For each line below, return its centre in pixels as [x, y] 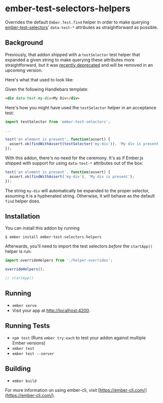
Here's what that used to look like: [39, 79]
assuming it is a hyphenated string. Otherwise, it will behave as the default [80, 196]
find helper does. [23, 201]
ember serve [24, 305]
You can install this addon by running [42, 228]
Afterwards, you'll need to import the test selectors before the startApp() [79, 246]
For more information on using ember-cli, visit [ [53, 390]
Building [18, 369]
